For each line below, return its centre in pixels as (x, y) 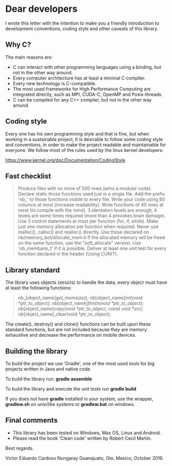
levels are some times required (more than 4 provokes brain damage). (92, 216)
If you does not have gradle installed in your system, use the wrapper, (79, 399)
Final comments (32, 421)
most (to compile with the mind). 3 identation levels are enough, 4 (88, 210)
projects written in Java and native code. (48, 369)
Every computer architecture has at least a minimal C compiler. (79, 78)
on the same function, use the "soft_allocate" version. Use (79, 243)
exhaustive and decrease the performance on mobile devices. (71, 335)
